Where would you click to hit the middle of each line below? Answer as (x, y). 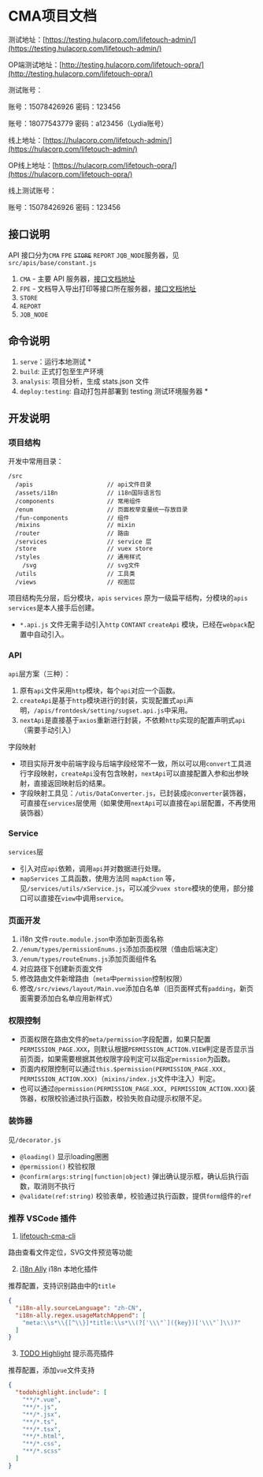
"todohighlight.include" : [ (61, 1393)
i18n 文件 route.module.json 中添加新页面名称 (91, 939)
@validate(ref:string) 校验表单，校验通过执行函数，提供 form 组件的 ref (135, 1195)
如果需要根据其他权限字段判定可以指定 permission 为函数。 (141, 1059)
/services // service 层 (83, 542)
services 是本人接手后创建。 (54, 608)
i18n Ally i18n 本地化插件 (59, 1269)
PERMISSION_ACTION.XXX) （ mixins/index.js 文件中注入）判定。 (119, 1079)
